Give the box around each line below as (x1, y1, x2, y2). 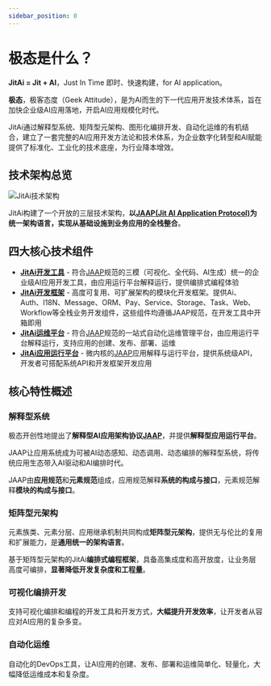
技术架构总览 (8, 167, 73, 182)
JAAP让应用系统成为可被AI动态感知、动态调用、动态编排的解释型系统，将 (8, 447, 252, 457)
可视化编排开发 (8, 587, 67, 599)
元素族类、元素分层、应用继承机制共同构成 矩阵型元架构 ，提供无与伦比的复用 (8, 527, 263, 537)
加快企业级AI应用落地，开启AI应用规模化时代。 (8, 104, 164, 114)
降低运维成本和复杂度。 (15, 669, 94, 679)
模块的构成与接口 (15, 485, 73, 494)
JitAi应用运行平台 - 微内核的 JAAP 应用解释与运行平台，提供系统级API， (19, 349, 257, 358)
